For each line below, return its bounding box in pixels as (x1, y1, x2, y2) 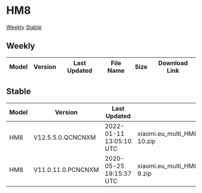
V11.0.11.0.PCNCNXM (33, 165, 99, 174)
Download (158, 58, 188, 67)
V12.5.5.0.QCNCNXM (33, 133, 96, 141)
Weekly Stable (6, 23, 42, 31)
